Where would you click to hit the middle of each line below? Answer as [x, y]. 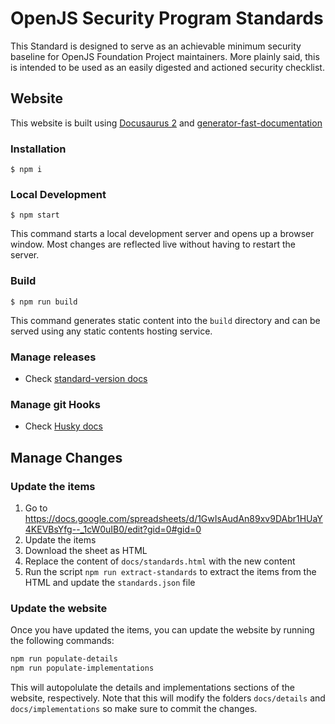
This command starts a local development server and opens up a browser [162, 234]
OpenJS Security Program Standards [167, 18]
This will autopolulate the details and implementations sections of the [152, 687]
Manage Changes [66, 457]
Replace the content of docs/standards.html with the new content [160, 561]
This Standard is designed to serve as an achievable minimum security [156, 46]
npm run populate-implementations [82, 668]
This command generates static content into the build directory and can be [165, 320]
